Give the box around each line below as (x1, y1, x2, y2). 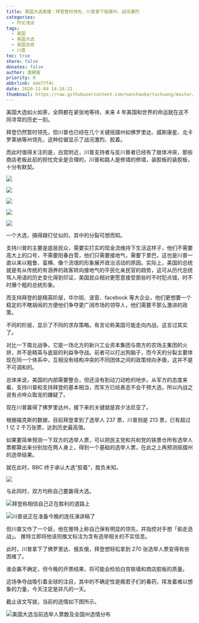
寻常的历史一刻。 (11, 116, 53, 123)
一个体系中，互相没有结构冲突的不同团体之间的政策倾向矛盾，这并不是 (21, 356, 193, 363)
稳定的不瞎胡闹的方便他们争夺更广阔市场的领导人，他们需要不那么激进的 (6, 301, 182, 309)
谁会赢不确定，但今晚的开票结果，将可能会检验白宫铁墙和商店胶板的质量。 (6, 565, 188, 573)
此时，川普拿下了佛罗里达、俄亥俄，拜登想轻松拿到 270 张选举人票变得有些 (6, 545, 190, 552)
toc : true (6, 53, 31, 59)
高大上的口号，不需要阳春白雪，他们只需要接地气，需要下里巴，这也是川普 (6, 252, 188, 259)
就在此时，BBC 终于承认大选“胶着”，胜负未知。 (6, 463, 121, 471)
